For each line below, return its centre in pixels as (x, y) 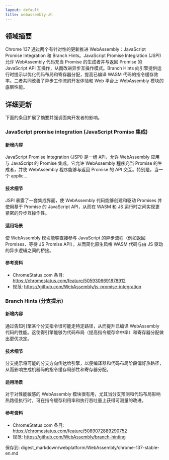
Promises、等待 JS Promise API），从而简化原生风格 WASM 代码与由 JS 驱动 (84, 244)
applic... (19, 176)
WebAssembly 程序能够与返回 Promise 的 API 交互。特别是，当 (94, 170)
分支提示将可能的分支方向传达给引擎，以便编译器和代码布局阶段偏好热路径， (84, 363)
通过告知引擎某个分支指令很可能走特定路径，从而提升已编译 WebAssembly (82, 326)
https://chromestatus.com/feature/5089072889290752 (70, 431)
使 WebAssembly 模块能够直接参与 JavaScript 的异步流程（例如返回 (75, 238)
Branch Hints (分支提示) (34, 301)
